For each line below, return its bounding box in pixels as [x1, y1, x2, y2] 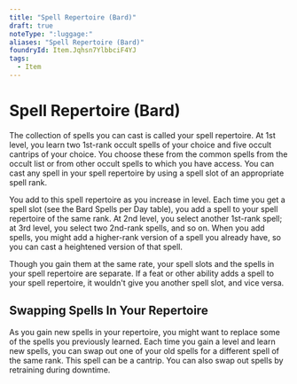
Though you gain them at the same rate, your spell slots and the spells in [9, 258, 275, 269]
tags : [9, 54, 29, 63]
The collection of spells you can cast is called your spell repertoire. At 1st [9, 129, 277, 140]
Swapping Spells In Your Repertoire [9, 303, 208, 318]
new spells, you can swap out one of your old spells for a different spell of [9, 345, 280, 356]
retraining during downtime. [9, 364, 111, 375]
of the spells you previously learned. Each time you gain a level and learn [9, 336, 277, 347]
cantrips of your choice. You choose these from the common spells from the [9, 148, 288, 160]
